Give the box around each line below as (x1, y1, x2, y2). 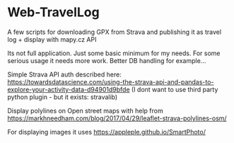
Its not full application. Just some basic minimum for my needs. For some (7, 49, 221, 57)
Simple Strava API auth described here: (7, 70, 122, 79)
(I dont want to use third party (131, 85, 218, 93)
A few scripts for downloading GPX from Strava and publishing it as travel (7, 28, 221, 36)
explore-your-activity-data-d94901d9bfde (7, 85, 130, 93)
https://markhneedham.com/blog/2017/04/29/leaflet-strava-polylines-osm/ (7, 114, 228, 122)
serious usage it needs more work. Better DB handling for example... (7, 56, 206, 64)
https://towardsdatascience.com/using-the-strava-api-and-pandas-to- (7, 77, 214, 86)
